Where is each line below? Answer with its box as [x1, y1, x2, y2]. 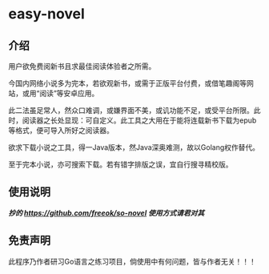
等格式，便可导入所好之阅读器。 [8, 126, 114, 135]
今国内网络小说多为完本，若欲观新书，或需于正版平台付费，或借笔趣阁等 [8, 79, 247, 88]
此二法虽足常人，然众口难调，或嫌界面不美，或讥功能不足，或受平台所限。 [8, 106, 254, 115]
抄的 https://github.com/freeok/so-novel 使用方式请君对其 [8, 208, 205, 217]
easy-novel [8, 5, 86, 23]
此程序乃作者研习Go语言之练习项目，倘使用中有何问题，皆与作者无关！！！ [8, 256, 256, 266]
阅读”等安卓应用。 [39, 89, 99, 98]
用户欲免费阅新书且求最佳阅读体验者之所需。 [8, 62, 156, 71]
